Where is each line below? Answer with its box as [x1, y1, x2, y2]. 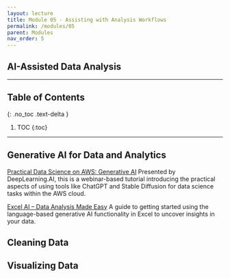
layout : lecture [7, 10, 53, 17]
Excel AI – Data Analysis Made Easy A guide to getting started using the [7, 202, 209, 210]
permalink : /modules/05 [7, 23, 75, 29]
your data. [7, 217, 36, 225]
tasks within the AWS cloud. [7, 189, 86, 197]
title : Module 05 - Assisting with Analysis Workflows [7, 16, 167, 23]
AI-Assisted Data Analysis [7, 61, 122, 72]
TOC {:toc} [16, 123, 48, 131]
